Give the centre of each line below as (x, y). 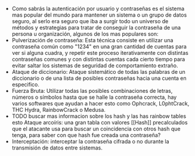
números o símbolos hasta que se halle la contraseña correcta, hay (94, 97)
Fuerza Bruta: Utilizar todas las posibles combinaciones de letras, (92, 91)
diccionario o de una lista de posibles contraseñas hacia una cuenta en (99, 78)
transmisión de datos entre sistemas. (57, 148)
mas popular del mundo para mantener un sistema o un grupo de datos (99, 15)
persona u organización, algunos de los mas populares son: (85, 34)
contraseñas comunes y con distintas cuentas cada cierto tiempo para (98, 59)
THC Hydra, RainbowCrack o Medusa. (59, 110)
